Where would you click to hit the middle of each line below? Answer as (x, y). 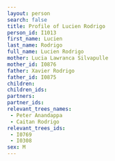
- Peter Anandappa (36, 115)
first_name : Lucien (35, 39)
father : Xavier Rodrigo (41, 71)
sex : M (16, 147)
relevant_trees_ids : (37, 128)
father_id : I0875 (32, 77)
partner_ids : (26, 103)
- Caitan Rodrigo (35, 122)
